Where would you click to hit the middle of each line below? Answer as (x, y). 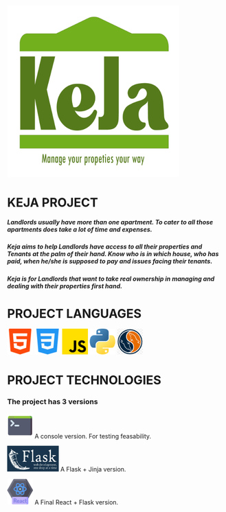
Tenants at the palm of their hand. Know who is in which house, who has (113, 254)
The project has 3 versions (53, 402)
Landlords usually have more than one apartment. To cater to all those (110, 222)
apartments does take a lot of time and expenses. (80, 229)
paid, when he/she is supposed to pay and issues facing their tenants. (110, 261)
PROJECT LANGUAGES (75, 313)
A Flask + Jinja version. (93, 469)
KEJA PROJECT (53, 203)
